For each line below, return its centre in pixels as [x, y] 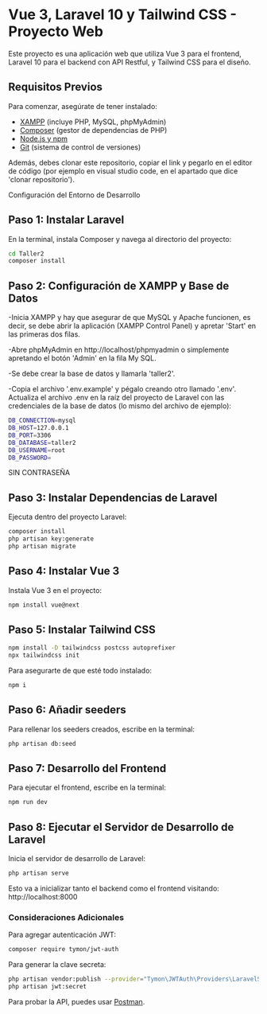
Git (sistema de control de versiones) [80, 147]
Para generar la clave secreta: [57, 965]
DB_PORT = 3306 [30, 435]
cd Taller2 [26, 253]
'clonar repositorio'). [42, 179]
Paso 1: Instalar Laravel [66, 220]
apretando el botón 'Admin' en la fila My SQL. [82, 358]
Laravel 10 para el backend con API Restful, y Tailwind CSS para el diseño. [130, 62]
